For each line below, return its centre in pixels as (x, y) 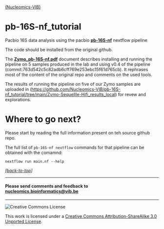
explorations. (18, 99)
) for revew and (131, 94)
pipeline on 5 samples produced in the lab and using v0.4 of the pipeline (78, 64)
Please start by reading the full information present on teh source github (78, 133)
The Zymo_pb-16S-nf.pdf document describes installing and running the (79, 59)
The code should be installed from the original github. (59, 49)
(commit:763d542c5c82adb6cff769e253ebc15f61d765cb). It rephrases (77, 69)
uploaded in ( (18, 89)
